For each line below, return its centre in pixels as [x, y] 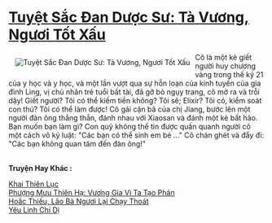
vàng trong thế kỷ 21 [229, 74]
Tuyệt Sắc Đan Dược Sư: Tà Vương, [129, 17]
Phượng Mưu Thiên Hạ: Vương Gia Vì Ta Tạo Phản [92, 192]
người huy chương [226, 66]
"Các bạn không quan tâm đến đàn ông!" [77, 143]
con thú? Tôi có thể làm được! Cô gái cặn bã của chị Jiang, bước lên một [129, 109]
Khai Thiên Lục [34, 184]
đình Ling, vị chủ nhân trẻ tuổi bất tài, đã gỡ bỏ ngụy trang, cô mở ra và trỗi [134, 92]
